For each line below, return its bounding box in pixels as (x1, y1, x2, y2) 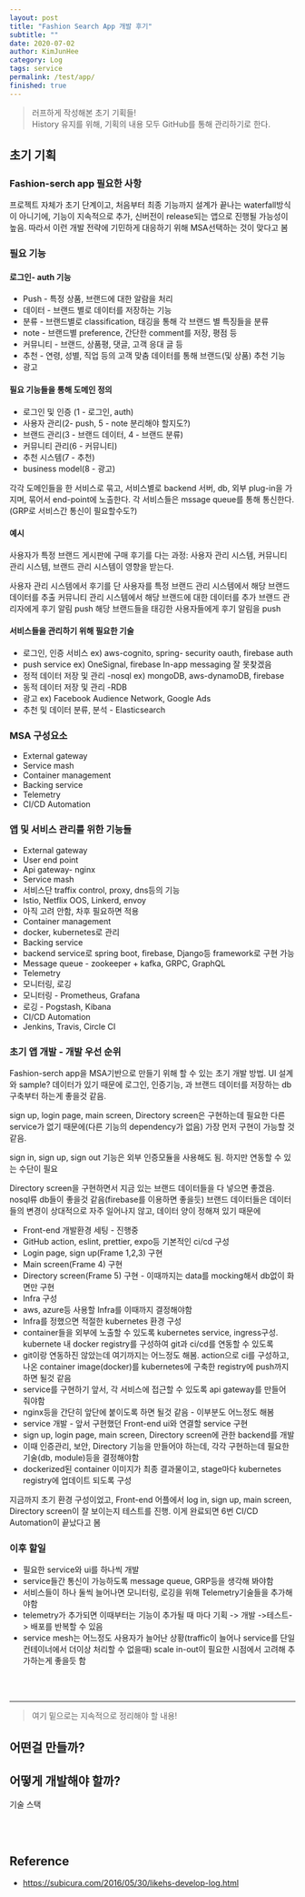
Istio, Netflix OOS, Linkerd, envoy (22, 894, 147, 905)
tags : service (9, 65, 64, 74)
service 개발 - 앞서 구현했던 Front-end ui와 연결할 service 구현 (22, 1418, 248, 1428)
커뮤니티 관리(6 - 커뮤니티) (22, 440, 118, 451)
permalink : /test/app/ (9, 73, 95, 82)
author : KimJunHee (9, 47, 79, 56)
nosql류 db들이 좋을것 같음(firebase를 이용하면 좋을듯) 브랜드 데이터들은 (9, 1194, 268, 1205)
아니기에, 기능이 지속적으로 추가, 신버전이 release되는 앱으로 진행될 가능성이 (18, 211, 289, 222)
